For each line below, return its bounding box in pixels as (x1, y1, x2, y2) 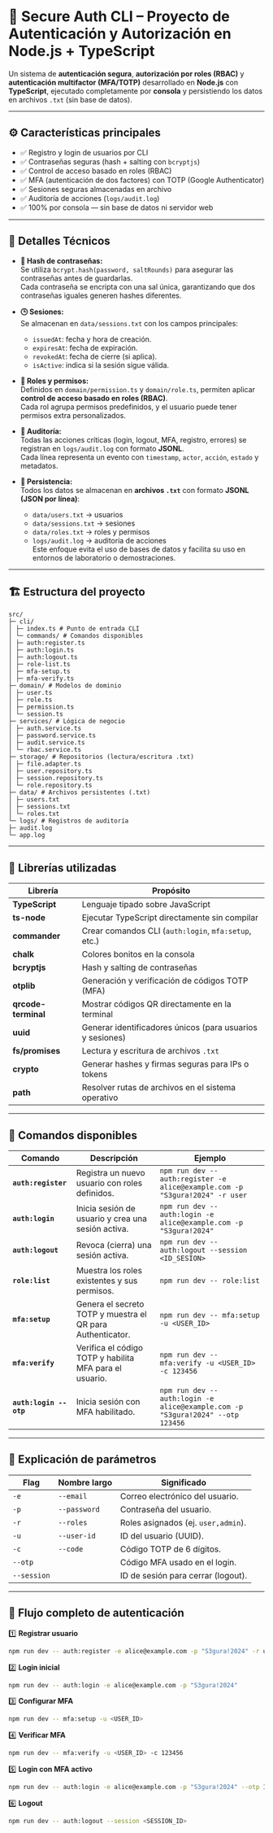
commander (12, 931, 61, 942)
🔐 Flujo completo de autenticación (8, 1606, 184, 1620)
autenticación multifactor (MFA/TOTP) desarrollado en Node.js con (8, 77, 238, 87)
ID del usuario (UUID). (120, 1530, 205, 1541)
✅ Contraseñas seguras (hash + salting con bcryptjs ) (19, 156, 201, 166)
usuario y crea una (76, 1213, 148, 1224)
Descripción (89, 1153, 138, 1163)
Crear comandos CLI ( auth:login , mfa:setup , (81, 925, 252, 936)
